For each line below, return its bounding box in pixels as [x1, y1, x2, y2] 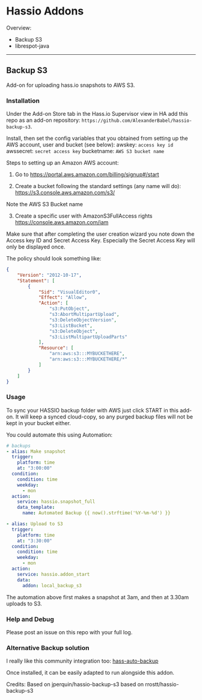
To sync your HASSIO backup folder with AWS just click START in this [6, 406, 179, 414]
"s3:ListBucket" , [49, 323, 93, 329]
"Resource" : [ [38, 345, 74, 351]
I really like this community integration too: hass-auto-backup [6, 657, 159, 664]
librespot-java [14, 42, 50, 49]
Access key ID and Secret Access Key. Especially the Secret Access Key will [6, 237, 195, 244]
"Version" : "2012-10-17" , [17, 272, 82, 278]
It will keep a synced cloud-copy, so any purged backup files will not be [15, 413, 194, 420]
